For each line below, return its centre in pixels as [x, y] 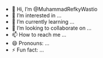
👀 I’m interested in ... [36, 15]
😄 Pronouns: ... [31, 43]
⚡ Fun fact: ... [28, 50]
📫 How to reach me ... [39, 35]
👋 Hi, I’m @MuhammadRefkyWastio [54, 9]
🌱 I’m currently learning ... [43, 22]
